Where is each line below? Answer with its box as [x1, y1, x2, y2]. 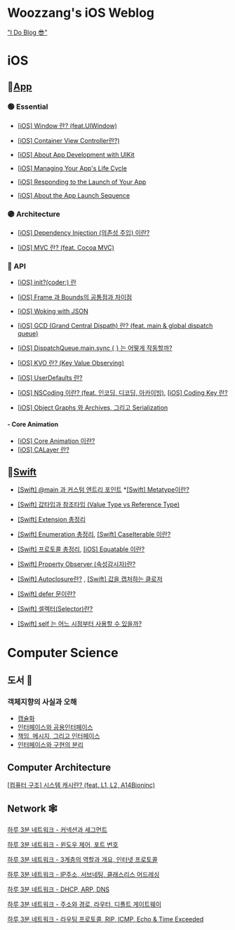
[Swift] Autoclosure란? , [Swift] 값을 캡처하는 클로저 [17, 575, 163, 584]
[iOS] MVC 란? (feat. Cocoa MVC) [17, 243, 114, 252]
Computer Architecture [7, 761, 111, 773]
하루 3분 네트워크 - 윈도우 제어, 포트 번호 [7, 840, 119, 849]
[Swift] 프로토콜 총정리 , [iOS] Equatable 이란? [17, 545, 145, 553]
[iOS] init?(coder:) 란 [17, 278, 77, 287]
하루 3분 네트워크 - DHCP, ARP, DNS [7, 885, 110, 894]
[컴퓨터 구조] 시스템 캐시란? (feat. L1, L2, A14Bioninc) [7, 781, 156, 790]
